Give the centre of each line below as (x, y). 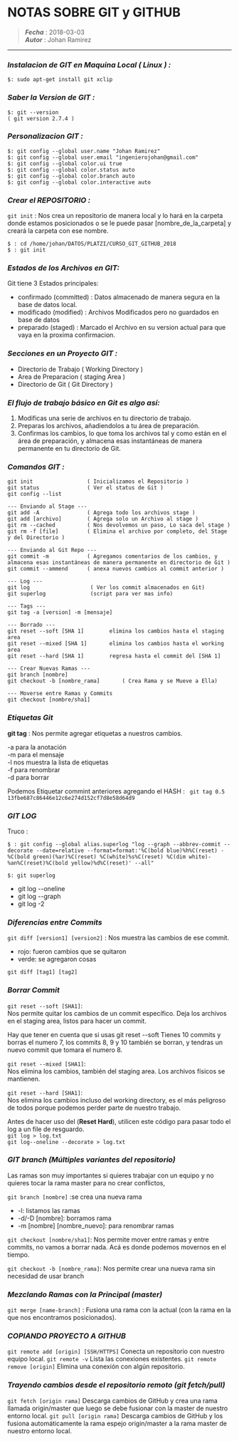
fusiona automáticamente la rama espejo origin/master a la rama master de (117, 1423)
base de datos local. (47, 305)
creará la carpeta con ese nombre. (58, 231)
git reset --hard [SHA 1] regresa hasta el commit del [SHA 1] (114, 656)
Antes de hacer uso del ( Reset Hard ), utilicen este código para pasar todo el (119, 1121)
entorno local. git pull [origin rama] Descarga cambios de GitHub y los (115, 1415)
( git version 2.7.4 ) (41, 118)
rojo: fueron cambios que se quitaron (72, 952)
